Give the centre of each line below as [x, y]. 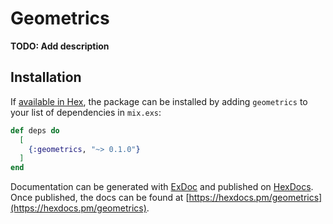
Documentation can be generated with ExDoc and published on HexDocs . [162, 187]
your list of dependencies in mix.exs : [86, 112]
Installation [46, 77]
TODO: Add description [60, 46]
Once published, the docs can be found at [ [100, 198]
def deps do [35, 130]
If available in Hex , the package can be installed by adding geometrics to [159, 101]
